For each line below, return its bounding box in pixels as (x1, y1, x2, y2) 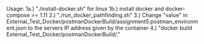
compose (6, 11, 31, 19)
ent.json (6, 24, 27, 31)
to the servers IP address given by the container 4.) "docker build (27, 24, 192, 31)
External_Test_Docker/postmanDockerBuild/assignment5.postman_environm (6, 18, 199, 25)
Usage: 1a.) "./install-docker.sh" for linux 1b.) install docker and (6, 5, 164, 12)
